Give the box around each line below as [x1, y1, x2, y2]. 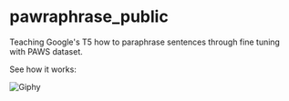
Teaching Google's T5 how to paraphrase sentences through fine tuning [9, 36, 281, 47]
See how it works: [9, 64, 77, 75]
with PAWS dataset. [9, 45, 84, 56]
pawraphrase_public [9, 6, 169, 27]
